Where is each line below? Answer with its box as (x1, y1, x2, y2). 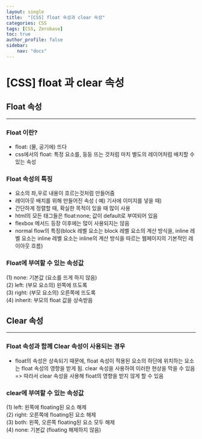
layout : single (6, 8, 44, 15)
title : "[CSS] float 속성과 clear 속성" (6, 14, 105, 21)
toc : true (6, 31, 31, 37)
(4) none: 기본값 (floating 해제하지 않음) (6, 426, 102, 434)
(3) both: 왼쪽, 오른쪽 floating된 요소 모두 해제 (6, 418, 115, 426)
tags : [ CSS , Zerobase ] (6, 25, 63, 32)
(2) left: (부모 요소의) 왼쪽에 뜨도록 (6, 281, 88, 288)
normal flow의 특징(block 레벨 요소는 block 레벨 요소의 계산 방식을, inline (14, 227, 189, 235)
